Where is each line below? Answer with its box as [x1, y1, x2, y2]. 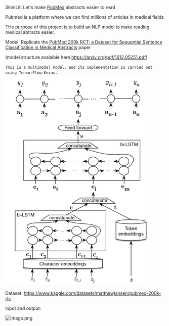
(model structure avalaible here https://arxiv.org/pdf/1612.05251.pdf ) [5, 54, 148, 60]
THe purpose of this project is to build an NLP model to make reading [5, 24, 150, 30]
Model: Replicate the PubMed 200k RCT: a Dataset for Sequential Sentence [5, 39, 163, 45]
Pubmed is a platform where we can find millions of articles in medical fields [5, 14, 164, 20]
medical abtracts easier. [5, 29, 56, 35]
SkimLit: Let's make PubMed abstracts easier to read [5, 5, 115, 10]
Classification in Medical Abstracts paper [5, 44, 91, 50]
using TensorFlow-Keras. [5, 70, 58, 75]
